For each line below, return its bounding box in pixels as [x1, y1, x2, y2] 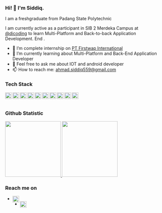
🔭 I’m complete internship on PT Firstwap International [12, 45, 123, 51]
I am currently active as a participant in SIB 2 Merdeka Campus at [5, 25, 139, 31]
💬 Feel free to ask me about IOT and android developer [12, 61, 124, 67]
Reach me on [5, 184, 37, 191]
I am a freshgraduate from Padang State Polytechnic [5, 16, 112, 22]
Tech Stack [5, 81, 33, 88]
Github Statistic [5, 110, 43, 117]
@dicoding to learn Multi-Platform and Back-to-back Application [5, 31, 136, 37]
